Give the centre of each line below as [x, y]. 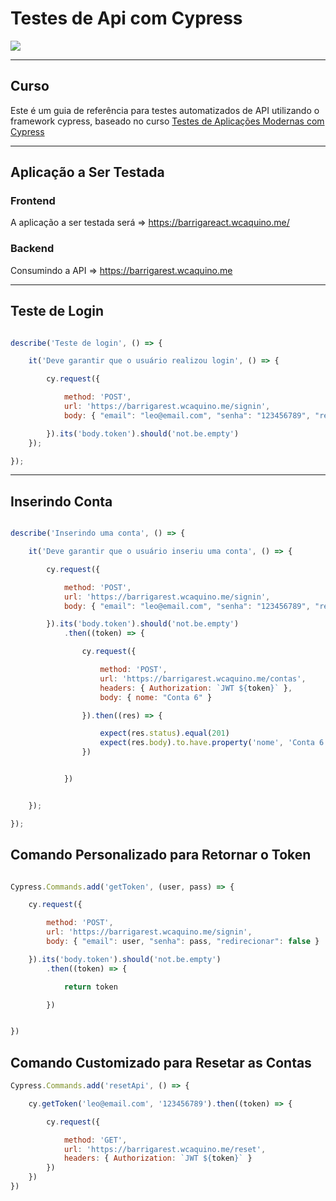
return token [90, 987]
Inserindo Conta [61, 501]
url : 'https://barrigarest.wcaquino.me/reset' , [165, 1149]
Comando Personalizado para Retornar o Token [161, 855]
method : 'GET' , [95, 1140]
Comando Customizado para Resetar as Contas [161, 1062]
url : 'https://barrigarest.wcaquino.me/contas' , [203, 678]
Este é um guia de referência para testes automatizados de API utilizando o [165, 110]
